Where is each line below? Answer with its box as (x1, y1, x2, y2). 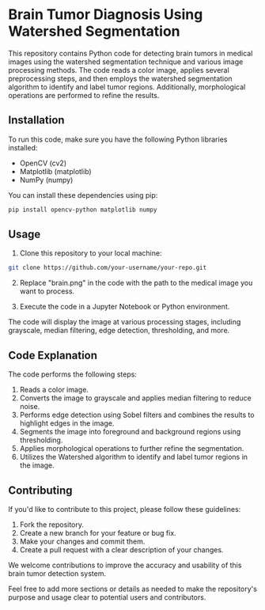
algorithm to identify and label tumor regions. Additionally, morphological (8, 81, 246, 92)
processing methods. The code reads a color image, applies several (8, 65, 229, 74)
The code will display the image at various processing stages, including (8, 317, 241, 327)
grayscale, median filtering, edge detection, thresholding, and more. (8, 326, 230, 335)
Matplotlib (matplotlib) (19, 166, 93, 176)
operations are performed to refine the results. (8, 90, 160, 100)
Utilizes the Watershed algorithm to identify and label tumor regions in (19, 453, 248, 462)
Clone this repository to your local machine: (19, 248, 162, 258)
